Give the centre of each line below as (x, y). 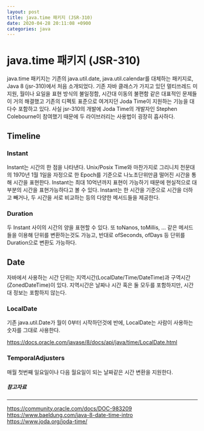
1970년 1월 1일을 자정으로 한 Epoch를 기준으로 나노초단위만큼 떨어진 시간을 (101, 175)
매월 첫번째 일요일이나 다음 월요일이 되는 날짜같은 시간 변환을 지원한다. (90, 372)
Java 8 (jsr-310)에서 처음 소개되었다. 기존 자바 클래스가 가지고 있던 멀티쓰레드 (99, 86)
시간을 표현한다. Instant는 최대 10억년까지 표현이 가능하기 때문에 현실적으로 (102, 182)
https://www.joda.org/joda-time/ (47, 421)
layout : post (23, 12)
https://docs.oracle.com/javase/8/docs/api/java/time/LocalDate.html (92, 342)
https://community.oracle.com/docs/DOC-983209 (70, 408)
